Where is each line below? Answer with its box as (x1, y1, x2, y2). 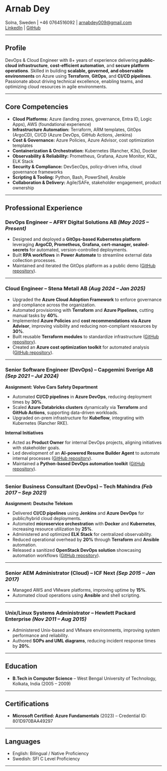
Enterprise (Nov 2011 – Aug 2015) (5, 616, 87, 623)
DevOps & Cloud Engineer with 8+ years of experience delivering (5, 57, 139, 63)
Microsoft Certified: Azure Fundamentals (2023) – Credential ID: (12, 713, 147, 719)
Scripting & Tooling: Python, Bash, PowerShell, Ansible (12, 174, 126, 180)
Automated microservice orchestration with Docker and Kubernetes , (12, 521, 157, 527)
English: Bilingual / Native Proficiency (12, 751, 89, 757)
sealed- (133, 242, 150, 248)
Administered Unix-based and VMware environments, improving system (12, 627, 160, 633)
